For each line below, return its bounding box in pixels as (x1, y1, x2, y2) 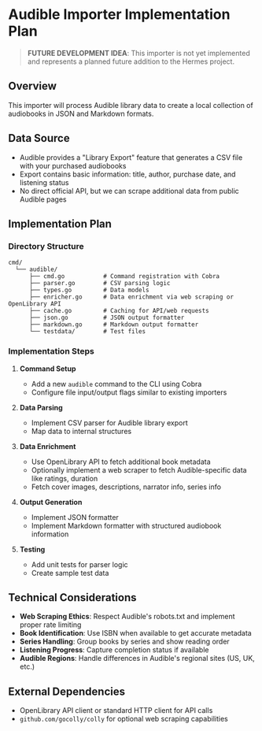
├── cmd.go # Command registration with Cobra (28, 273, 220, 280)
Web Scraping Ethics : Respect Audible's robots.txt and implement (19, 612, 235, 622)
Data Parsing (19, 403, 63, 412)
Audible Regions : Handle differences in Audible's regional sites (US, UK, (19, 654, 256, 663)
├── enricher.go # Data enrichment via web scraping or (28, 293, 234, 301)
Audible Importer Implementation (8, 6, 231, 24)
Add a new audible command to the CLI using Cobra (31, 379, 202, 388)
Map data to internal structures (31, 426, 132, 436)
